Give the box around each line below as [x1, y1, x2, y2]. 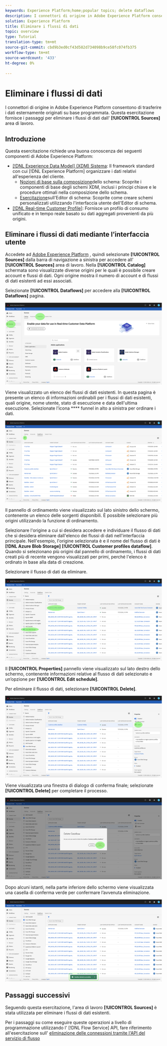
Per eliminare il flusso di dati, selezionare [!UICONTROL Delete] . [5, 686, 137, 692]
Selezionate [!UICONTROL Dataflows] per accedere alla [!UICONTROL [5, 287, 151, 294]
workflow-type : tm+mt [5, 50, 50, 55]
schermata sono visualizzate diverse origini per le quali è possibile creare [5, 267, 156, 273]
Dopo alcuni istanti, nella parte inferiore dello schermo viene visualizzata [5, 885, 154, 891]
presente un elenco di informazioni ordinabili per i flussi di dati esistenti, [5, 395, 153, 401]
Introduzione [5, 135, 46, 143]
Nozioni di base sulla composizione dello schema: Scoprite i [19, 179, 142, 184]
